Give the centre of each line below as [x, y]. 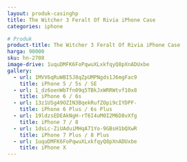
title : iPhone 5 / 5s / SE [58, 83]
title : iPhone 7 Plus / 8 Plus [65, 135]
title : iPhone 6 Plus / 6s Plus [66, 110]
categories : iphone [35, 26]
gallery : [20, 71]
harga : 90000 [26, 52]
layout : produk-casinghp [43, 13]
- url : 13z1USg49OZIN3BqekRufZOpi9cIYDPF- [75, 103]
